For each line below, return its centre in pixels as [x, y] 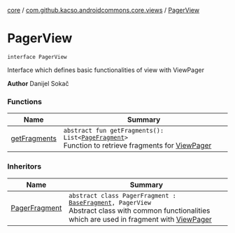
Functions [24, 101]
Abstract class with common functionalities [140, 211]
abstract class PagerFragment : [122, 196]
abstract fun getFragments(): [114, 131]
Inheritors [24, 167]
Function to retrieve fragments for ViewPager [137, 146]
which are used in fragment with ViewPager [140, 219]
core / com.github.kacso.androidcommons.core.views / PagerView [104, 10]
